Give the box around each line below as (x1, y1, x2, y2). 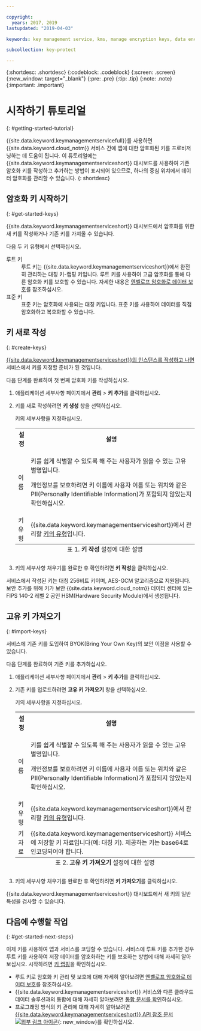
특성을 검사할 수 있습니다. (6, 898, 66, 905)
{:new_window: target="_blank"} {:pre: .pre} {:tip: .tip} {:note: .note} (6, 75, 172, 82)
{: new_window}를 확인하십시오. (57, 1018, 135, 1026)
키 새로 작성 (6, 327, 47, 338)
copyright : (6, 14, 33, 20)
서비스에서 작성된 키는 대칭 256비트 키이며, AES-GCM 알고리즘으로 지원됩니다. (6, 577, 191, 584)
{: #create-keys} (6, 344, 47, 351)
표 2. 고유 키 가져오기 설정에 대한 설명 (55, 858, 155, 866)
